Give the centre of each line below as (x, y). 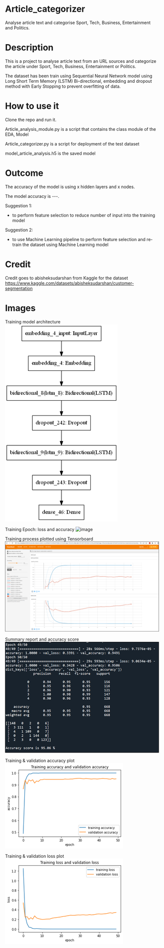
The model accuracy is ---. (32, 196)
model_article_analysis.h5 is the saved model (51, 153)
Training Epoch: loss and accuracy (40, 529)
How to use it (32, 106)
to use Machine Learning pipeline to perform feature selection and (79, 239)
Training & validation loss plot (35, 856)
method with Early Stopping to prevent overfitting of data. (63, 86)
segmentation (19, 288)
